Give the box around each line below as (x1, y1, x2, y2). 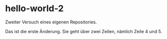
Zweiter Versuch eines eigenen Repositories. (5, 19, 97, 25)
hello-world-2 (5, 3, 64, 14)
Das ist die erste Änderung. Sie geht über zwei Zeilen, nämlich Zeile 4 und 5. (5, 28, 163, 34)
